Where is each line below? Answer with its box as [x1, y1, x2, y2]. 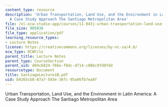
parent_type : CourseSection [5, 58, 64, 63]
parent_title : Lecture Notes [5, 53, 66, 59]
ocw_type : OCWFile [5, 49, 43, 54]
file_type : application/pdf [5, 30, 64, 35]
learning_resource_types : [5, 35, 59, 40]
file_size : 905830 [5, 26, 43, 31]
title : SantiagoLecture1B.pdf [5, 72, 68, 77]
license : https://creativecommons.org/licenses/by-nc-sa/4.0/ [5, 44, 137, 49]
